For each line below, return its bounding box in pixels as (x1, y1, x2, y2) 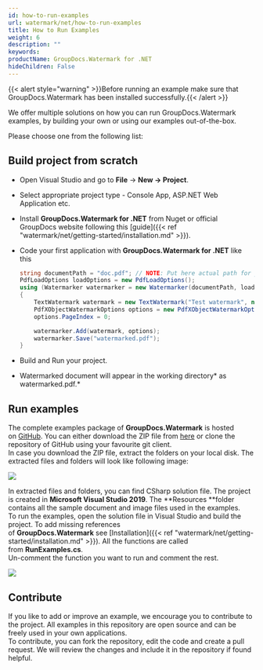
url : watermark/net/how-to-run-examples (8, 19, 142, 27)
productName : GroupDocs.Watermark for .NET (8, 56, 153, 64)
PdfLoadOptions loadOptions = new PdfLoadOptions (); (19, 276, 196, 284)
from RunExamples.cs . (8, 545, 84, 555)
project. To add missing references (8, 520, 121, 529)
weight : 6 (8, 33, 41, 42)
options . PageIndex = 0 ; (34, 313, 112, 320)
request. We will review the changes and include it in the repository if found (8, 645, 252, 654)
